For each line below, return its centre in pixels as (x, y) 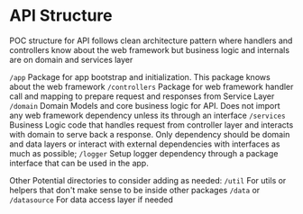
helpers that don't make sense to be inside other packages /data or (135, 190)
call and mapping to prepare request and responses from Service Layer (142, 96)
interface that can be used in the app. (79, 163)
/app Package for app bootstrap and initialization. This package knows (140, 76)
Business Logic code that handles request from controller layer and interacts (151, 125)
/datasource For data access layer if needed (92, 200)
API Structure (61, 16)
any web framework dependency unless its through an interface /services (147, 115)
